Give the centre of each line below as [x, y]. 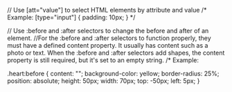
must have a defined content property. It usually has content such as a [108, 45]
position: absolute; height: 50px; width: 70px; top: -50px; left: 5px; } [104, 81]
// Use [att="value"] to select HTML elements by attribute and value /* [107, 10]
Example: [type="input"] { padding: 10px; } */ [71, 17]
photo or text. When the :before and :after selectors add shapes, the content [116, 53]
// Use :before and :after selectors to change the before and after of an [108, 31]
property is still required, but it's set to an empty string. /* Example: [103, 60]
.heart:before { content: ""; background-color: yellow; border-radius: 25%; [113, 73]
